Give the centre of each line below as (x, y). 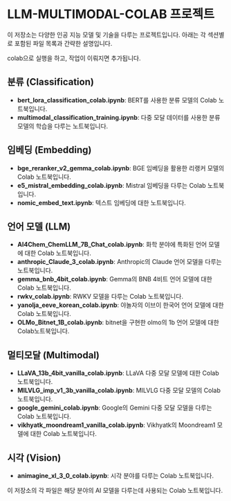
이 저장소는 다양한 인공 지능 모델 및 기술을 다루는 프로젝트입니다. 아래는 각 (107, 35)
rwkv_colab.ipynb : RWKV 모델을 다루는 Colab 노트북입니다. (100, 297)
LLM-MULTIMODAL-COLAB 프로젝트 (111, 14)
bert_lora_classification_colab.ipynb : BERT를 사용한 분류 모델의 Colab (117, 100)
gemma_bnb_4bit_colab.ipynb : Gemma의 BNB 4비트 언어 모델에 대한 (114, 279)
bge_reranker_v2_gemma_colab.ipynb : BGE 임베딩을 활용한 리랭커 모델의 (121, 168)
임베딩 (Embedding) (49, 150)
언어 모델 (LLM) (39, 226)
